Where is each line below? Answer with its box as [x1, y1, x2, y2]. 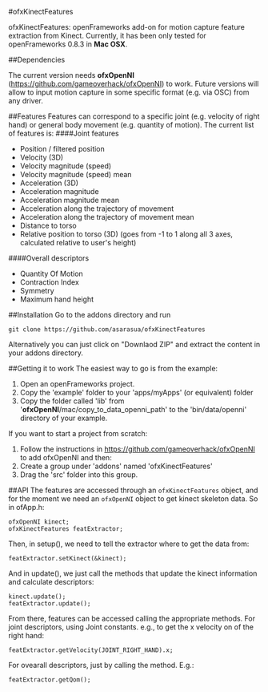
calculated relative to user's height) [19, 238, 137, 247]
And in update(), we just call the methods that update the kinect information [8, 569, 258, 578]
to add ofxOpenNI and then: [19, 453, 112, 462]
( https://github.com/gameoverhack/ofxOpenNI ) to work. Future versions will [8, 79, 259, 88]
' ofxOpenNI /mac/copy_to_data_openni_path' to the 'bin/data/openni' [19, 405, 247, 414]
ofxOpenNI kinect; [8, 518, 70, 526]
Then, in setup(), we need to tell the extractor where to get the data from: [8, 539, 250, 548]
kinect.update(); [8, 593, 66, 601]
